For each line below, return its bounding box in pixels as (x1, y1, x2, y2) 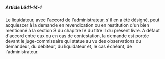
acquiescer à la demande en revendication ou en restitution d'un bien (5, 22, 150, 28)
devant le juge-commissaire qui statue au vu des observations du (5, 38, 141, 44)
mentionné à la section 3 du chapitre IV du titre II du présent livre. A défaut (5, 27, 160, 33)
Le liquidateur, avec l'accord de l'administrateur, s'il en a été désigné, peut (5, 17, 160, 23)
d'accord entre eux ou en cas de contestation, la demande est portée (5, 33, 149, 39)
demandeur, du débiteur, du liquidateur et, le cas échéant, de (5, 43, 132, 49)
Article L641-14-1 (5, 4, 42, 10)
